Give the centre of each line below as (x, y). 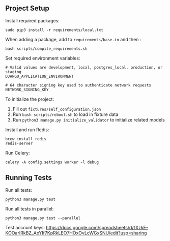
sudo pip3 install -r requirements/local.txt (54, 30)
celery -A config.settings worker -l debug (52, 162)
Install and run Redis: (27, 130)
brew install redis (26, 139)
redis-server (19, 143)
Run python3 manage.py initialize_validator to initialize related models (89, 119)
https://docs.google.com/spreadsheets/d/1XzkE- (97, 227)
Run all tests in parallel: (30, 208)
